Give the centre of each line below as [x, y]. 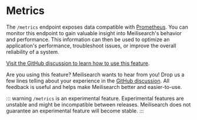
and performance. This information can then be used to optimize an [88, 39]
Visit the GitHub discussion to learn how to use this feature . [78, 63]
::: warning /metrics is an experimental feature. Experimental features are [95, 98]
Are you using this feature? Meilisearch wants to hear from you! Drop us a [95, 74]
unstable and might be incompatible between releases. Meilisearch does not [98, 104]
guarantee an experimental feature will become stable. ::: [75, 111]
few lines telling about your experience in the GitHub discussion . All [88, 81]
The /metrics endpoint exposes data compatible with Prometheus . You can [97, 27]
